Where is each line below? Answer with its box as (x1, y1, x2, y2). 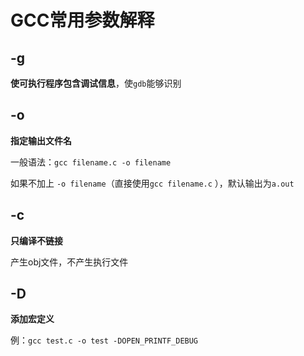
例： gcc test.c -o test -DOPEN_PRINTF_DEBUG (10, 334, 199, 346)
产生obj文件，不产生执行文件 (10, 256, 129, 268)
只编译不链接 (10, 234, 63, 246)
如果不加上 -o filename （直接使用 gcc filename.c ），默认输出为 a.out (10, 177, 295, 189)
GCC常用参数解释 (10, 9, 155, 32)
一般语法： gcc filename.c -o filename (10, 156, 172, 168)
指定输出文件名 (10, 134, 72, 146)
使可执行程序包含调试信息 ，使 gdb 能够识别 (10, 77, 182, 89)
